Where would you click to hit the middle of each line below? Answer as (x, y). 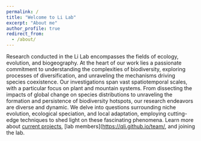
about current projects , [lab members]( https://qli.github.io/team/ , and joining (101, 126)
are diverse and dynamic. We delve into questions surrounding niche (91, 107)
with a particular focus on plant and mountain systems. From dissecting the (99, 88)
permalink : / (22, 12)
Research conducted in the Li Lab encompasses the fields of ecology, (92, 56)
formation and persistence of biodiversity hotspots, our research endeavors (100, 101)
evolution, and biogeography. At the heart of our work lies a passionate (94, 63)
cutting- (178, 114)
